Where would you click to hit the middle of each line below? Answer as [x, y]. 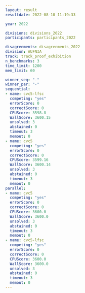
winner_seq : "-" [22, 80]
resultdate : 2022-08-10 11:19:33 [40, 15]
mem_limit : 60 [20, 71]
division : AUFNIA [24, 52]
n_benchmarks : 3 [22, 61]
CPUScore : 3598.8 [28, 113]
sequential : [18, 89]
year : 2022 [17, 24]
